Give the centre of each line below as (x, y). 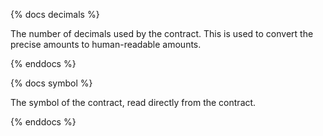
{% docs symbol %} (51, 83)
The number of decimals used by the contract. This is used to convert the (162, 33)
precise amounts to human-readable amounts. (106, 44)
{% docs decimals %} (55, 14)
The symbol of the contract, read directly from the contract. (133, 102)
